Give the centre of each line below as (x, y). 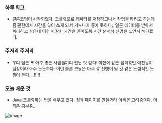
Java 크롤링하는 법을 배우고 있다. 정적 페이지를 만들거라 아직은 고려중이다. (82, 100)
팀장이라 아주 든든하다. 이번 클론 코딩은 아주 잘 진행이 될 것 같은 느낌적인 (81, 68)
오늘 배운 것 (18, 88)
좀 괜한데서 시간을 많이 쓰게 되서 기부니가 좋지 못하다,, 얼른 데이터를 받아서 (82, 25)
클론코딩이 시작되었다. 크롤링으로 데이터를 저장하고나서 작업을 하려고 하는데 (83, 19)
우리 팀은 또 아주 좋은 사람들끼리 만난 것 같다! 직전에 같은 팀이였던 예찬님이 (82, 62)
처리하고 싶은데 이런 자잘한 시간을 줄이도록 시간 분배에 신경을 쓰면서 (76, 31)
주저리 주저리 (19, 51)
